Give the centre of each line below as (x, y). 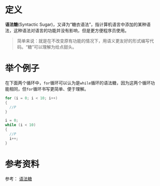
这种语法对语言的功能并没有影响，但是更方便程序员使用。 (71, 30)
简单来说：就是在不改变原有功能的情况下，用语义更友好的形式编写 (83, 41)
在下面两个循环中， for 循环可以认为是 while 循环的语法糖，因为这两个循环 (78, 83)
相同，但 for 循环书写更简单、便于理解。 (49, 89)
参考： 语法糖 (19, 179)
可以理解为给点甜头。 (55, 47)
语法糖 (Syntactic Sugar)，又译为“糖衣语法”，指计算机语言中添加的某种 (76, 24)
